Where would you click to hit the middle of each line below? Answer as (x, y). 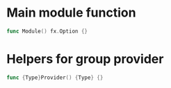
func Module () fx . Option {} (47, 31)
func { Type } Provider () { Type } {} (55, 78)
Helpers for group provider (85, 59)
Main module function (71, 13)
